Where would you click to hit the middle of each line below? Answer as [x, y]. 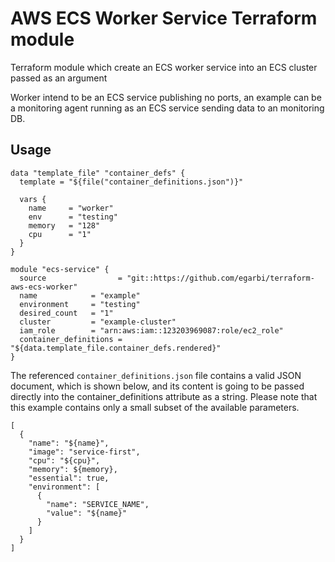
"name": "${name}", [69, 443]
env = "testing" [73, 217]
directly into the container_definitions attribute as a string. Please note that [164, 396]
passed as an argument [59, 78]
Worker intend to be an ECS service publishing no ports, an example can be [166, 97]
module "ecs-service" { [60, 269]
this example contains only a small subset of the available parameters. [155, 407]
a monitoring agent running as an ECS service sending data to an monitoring [167, 108]
